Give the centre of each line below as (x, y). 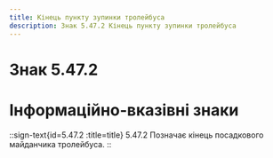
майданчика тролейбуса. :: (60, 144)
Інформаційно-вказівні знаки (124, 110)
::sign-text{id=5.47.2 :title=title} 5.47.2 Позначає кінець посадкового (136, 135)
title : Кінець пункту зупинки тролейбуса (87, 17)
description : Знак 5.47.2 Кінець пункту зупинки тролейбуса (123, 26)
